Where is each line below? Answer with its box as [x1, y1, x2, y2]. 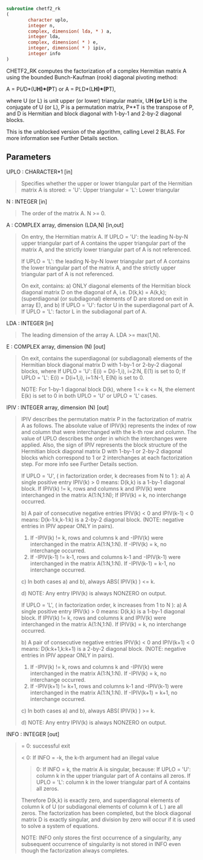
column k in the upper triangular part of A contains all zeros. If [36, 772, 191, 779]
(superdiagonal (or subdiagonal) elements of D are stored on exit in [21, 295, 188, 302]
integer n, [28, 22, 56, 28]
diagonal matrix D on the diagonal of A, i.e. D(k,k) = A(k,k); [21, 288, 167, 296]
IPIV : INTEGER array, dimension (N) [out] [6, 404, 109, 411]
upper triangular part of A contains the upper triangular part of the [21, 239, 186, 247]
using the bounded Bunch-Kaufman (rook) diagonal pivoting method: [6, 73, 178, 81]
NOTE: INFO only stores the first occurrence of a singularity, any [21, 834, 182, 841]
